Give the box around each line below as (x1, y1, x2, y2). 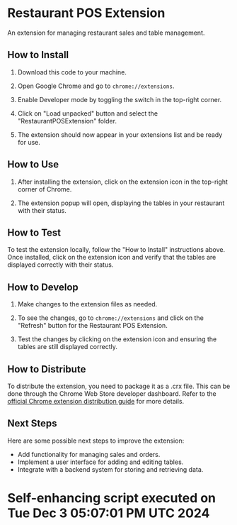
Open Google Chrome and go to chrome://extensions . (17, 82, 175, 90)
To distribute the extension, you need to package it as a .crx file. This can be (7, 382, 231, 390)
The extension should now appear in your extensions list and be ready (17, 130, 223, 139)
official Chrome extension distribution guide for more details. (7, 397, 185, 405)
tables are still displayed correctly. (17, 343, 118, 351)
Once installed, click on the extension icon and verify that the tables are (7, 253, 216, 262)
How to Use (7, 158, 59, 171)
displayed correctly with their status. (7, 260, 114, 269)
